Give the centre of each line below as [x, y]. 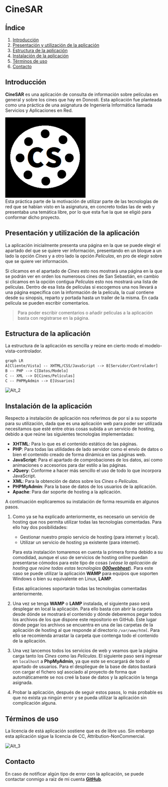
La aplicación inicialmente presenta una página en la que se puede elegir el [83, 245]
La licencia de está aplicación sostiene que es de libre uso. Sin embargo [80, 731]
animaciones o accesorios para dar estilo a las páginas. [70, 465]
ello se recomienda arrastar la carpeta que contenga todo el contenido [86, 635]
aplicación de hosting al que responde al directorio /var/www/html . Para [86, 630]
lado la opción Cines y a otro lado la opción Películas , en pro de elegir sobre [84, 256]
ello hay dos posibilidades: [40, 528]
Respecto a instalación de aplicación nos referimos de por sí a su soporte [81, 418]
